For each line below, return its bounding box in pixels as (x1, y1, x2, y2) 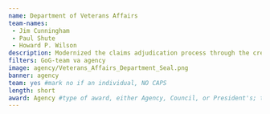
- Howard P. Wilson (11, 42, 78, 50)
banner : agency (8, 71, 59, 79)
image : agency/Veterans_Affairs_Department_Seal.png (8, 64, 189, 72)
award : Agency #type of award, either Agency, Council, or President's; (8, 94, 257, 102)
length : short (8, 86, 56, 95)
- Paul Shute (11, 34, 56, 43)
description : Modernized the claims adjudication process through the (8, 49, 250, 57)
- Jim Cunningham (11, 26, 70, 35)
